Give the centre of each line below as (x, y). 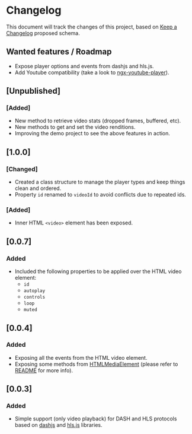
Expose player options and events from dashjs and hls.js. (84, 66)
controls (34, 297)
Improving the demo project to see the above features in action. (92, 134)
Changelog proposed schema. (43, 33)
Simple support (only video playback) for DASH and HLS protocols (96, 419)
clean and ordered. (38, 188)
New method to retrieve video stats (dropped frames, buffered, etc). (98, 121)
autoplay (34, 291)
